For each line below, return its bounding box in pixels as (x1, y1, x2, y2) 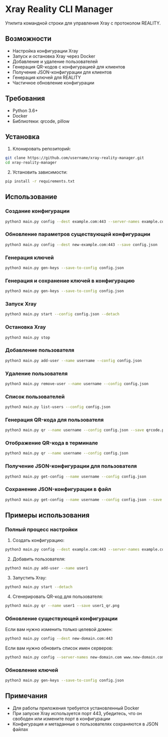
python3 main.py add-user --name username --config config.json (5, 358, 142, 363)
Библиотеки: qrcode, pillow (12, 118, 70, 124)
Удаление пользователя (5, 370, 68, 377)
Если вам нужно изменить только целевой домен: (5, 626, 113, 632)
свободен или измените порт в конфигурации (12, 715, 111, 721)
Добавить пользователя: (12, 556, 66, 562)
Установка (5, 132, 40, 141)
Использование (5, 192, 57, 201)
